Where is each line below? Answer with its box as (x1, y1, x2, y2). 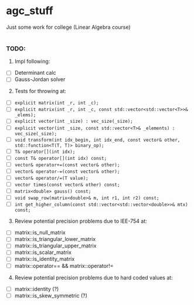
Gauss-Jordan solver (14, 76, 66, 83)
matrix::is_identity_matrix (14, 256, 75, 263)
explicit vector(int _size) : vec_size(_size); (14, 119, 133, 125)
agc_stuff (6, 4, 54, 18)
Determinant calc (14, 69, 57, 76)
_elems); (14, 112, 36, 118)
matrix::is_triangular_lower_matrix (14, 236, 96, 243)
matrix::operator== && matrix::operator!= (14, 262, 114, 269)
